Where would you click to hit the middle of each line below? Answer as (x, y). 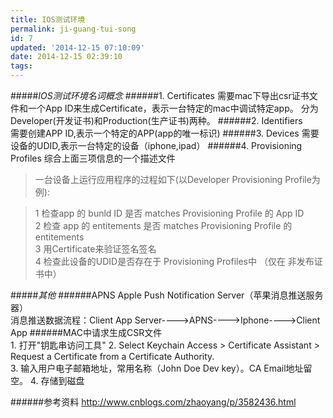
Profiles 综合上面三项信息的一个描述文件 (93, 158)
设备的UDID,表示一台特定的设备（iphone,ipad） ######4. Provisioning (156, 145)
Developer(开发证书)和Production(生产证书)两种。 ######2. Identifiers (156, 120)
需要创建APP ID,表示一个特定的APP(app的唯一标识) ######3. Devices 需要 (165, 133)
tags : (21, 66)
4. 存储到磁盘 (57, 380)
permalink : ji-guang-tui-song (73, 29)
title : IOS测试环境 (48, 19)
